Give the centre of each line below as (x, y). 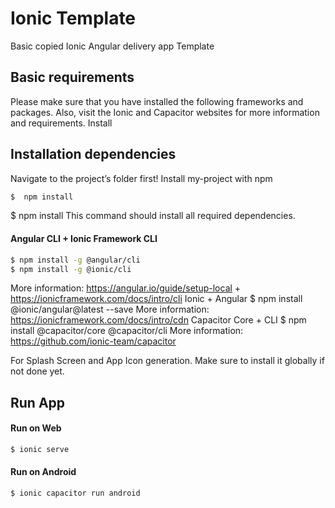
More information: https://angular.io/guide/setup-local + (126, 288)
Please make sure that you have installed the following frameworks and (157, 101)
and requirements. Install (61, 123)
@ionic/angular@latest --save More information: (110, 309)
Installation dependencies (93, 154)
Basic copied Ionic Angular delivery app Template (112, 46)
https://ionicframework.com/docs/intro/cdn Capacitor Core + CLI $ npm (158, 320)
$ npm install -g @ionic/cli (71, 269)
